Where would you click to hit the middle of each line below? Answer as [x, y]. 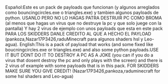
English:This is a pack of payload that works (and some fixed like [86, 44]
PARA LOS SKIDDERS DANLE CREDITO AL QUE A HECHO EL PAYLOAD [78, 34]
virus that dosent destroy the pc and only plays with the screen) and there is [84, 60]
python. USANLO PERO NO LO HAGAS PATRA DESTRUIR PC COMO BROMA [83, 18]
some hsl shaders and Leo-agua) [39, 76]
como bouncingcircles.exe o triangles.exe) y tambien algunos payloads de [82, 12]
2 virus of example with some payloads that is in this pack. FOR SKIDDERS [82, 65]
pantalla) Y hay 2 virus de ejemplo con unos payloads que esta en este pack [84, 28]
